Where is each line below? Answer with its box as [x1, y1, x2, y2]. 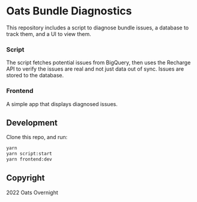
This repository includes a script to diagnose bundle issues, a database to [6, 24, 189, 31]
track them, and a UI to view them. [6, 30, 91, 37]
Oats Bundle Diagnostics [6, 4, 132, 18]
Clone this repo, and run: [6, 134, 68, 141]
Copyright [6, 173, 45, 183]
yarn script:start [6, 151, 52, 157]
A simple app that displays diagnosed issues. [6, 100, 118, 107]
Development [6, 117, 58, 128]
